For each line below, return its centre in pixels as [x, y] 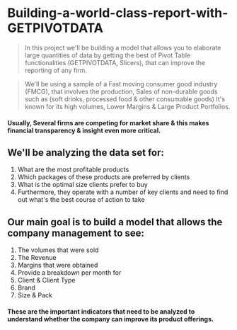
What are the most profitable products [73, 170]
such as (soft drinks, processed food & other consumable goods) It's [125, 99]
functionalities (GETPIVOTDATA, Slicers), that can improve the [115, 62]
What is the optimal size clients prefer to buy [83, 185]
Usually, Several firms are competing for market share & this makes [108, 123]
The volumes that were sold [58, 250]
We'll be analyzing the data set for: [86, 153]
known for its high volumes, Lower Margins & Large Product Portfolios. [127, 106]
